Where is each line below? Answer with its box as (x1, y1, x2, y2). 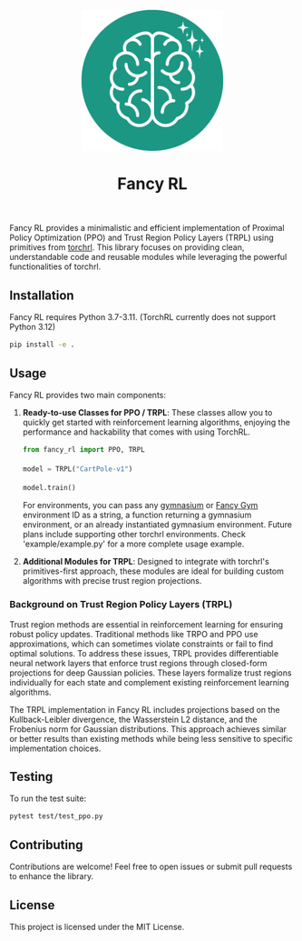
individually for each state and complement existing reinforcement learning (9, 676, 290, 687)
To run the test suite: (9, 793, 87, 804)
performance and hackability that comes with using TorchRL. (22, 426, 251, 437)
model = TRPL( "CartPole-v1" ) (22, 464, 133, 474)
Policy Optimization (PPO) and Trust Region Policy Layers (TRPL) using (9, 232, 274, 244)
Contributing (9, 836, 83, 853)
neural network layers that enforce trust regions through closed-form (9, 657, 268, 668)
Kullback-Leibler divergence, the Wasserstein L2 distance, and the (9, 714, 258, 725)
